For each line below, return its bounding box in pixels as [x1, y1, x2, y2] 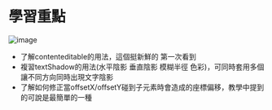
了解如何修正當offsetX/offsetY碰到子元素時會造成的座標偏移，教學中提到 [20, 82, 265, 92]
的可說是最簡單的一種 [20, 92, 92, 102]
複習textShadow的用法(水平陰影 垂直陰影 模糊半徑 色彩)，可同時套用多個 [20, 62, 265, 72]
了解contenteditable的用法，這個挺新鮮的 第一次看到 [20, 51, 197, 61]
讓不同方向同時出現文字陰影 [20, 72, 114, 81]
